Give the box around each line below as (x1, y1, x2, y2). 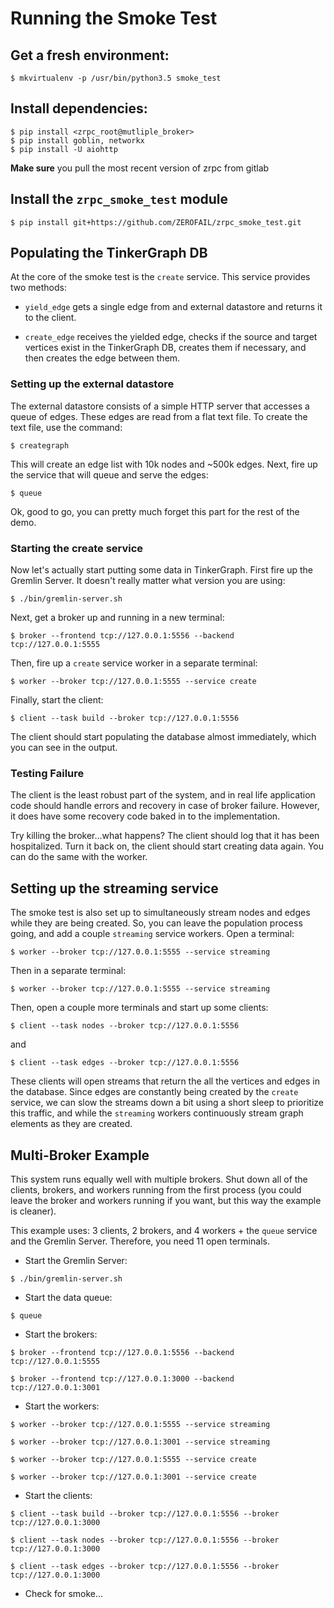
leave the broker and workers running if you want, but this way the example (10, 1194, 322, 1206)
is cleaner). (10, 1205, 57, 1217)
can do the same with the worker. (10, 851, 148, 863)
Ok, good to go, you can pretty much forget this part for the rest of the (10, 505, 300, 517)
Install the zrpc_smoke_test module (10, 191, 229, 208)
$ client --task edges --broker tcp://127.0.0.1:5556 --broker (10, 1561, 280, 1571)
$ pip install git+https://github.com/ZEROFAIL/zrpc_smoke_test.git (10, 217, 302, 227)
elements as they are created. (10, 1118, 133, 1130)
